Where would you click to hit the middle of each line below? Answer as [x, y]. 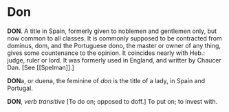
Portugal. [20, 88]
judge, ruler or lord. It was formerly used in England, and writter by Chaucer [114, 60]
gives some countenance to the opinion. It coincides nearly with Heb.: [106, 53]
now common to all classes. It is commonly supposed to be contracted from [115, 38]
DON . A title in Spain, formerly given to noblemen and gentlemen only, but [112, 31]
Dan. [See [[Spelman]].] [41, 67]
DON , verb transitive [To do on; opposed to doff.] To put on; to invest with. [112, 101]
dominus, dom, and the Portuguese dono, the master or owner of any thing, [114, 45]
